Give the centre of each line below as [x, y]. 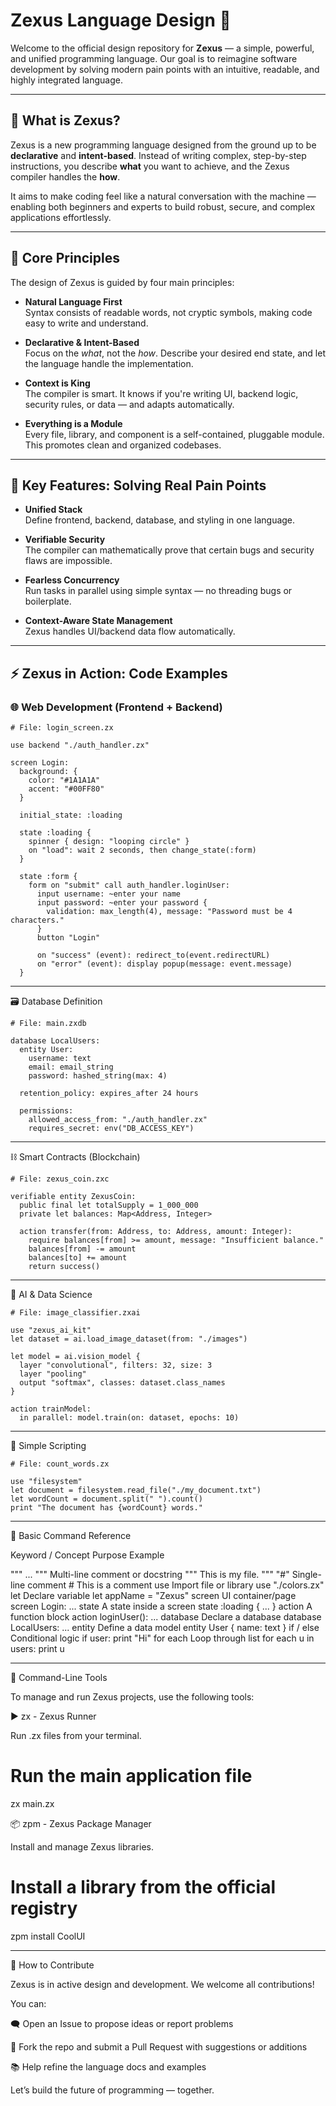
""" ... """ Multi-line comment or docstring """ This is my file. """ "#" [150, 1575]
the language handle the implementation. [109, 363]
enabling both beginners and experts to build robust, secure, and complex [163, 206]
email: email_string [71, 1067]
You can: [28, 2003]
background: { [48, 772]
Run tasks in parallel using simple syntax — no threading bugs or [158, 591]
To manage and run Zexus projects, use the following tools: [132, 1697]
